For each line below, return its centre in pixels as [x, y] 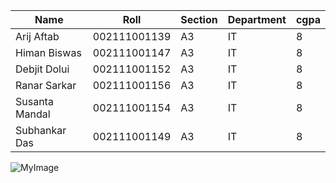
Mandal [33, 114]
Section [199, 19]
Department [257, 19]
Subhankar [41, 130]
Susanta [34, 101]
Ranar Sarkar [46, 85]
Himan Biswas [48, 52]
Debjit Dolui [42, 69]
